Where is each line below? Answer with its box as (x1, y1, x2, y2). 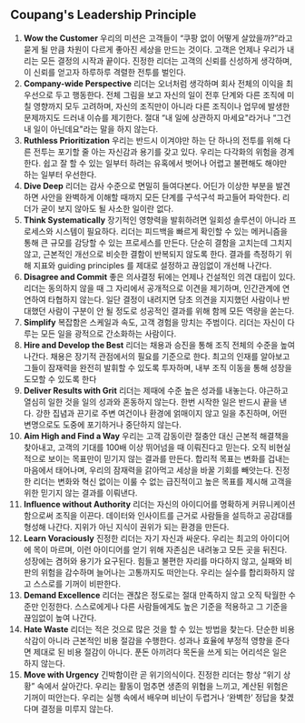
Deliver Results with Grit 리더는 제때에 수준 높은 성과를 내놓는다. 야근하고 (23, 385, 289, 396)
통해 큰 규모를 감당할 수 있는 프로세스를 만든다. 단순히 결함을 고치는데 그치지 (23, 236, 293, 248)
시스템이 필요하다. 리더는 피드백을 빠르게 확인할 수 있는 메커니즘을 (54, 226, 289, 236)
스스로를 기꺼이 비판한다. (33, 577, 122, 589)
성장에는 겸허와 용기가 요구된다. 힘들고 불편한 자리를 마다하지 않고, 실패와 (23, 555, 283, 567)
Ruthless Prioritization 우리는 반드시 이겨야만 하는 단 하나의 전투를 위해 (23, 135, 281, 146)
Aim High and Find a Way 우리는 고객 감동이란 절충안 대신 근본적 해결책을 (23, 430, 290, 441)
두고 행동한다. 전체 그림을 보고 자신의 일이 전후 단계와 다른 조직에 (54, 89, 285, 100)
